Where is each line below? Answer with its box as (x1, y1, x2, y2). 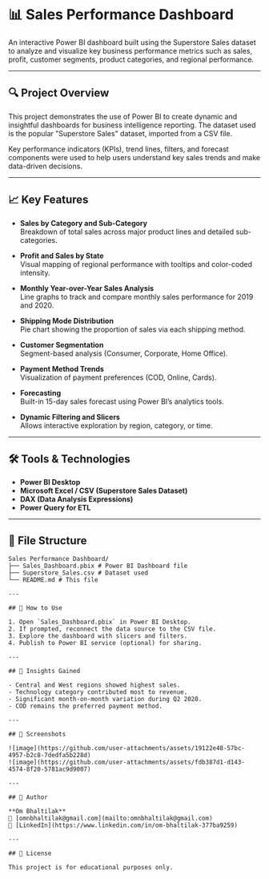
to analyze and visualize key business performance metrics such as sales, (8, 46, 253, 55)
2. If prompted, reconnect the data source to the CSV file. (8, 625, 217, 633)
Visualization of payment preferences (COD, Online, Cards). (19, 373, 217, 382)
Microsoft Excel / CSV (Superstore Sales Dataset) (19, 486, 188, 496)
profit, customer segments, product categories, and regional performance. (8, 54, 255, 64)
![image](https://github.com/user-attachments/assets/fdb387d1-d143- (8, 758, 246, 767)
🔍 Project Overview (8, 87, 110, 100)
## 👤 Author (8, 793, 48, 801)
